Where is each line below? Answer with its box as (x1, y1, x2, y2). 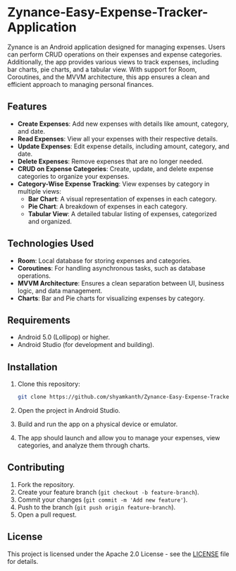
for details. (7, 557, 39, 565)
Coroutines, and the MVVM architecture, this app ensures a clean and (7, 72, 210, 81)
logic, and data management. (17, 286, 103, 295)
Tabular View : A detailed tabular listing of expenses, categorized (27, 209, 217, 218)
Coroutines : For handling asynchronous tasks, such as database (17, 264, 206, 272)
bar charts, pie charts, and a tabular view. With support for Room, (7, 65, 197, 73)
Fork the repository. (17, 480, 75, 488)
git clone (17, 394, 47, 401)
